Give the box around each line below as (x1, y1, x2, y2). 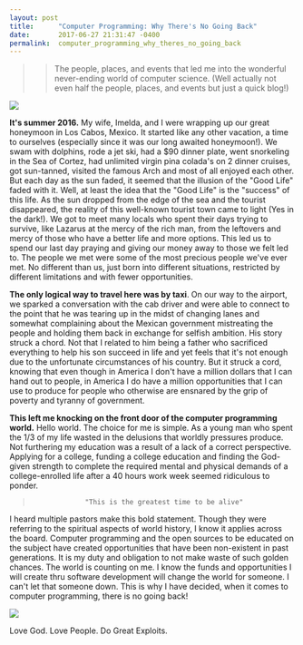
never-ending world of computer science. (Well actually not (54, 73, 277, 84)
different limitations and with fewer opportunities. (9, 271, 193, 282)
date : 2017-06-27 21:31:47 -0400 (9, 30, 161, 39)
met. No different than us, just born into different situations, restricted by (9, 262, 280, 273)
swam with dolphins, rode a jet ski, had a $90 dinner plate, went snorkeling (9, 146, 290, 157)
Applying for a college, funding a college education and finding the (9, 451, 259, 463)
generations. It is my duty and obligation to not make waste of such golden (9, 552, 288, 563)
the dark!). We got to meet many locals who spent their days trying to (9, 214, 269, 225)
